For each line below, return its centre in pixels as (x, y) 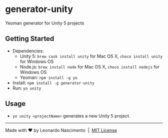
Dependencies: (28, 50)
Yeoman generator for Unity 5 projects (45, 23)
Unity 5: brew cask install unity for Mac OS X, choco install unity (91, 56)
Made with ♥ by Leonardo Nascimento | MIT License (61, 130)
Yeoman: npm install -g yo (48, 77)
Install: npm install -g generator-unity (53, 82)
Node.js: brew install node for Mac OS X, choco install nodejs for (90, 66)
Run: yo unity (27, 88)
